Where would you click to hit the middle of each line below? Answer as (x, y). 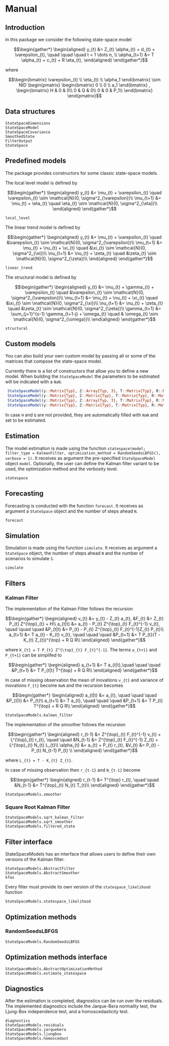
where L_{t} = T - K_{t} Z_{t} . (39, 760)
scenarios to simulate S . (30, 559)
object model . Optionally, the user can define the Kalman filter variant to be (82, 463)
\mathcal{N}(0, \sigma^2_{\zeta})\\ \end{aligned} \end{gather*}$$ (84, 259)
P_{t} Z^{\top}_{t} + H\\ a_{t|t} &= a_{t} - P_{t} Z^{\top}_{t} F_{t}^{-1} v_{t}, (84, 624)
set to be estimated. (26, 420)
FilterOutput (19, 141)
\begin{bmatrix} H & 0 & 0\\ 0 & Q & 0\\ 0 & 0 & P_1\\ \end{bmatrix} (84, 90)
